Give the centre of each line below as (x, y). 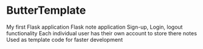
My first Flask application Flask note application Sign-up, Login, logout (95, 27)
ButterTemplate (46, 10)
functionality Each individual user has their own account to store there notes (102, 33)
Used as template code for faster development (65, 39)
